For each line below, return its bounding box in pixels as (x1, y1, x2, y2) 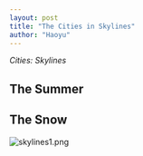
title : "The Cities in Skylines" (9, 22, 136, 31)
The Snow (9, 112, 68, 128)
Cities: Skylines (9, 55, 67, 66)
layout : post (9, 13, 59, 23)
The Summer (9, 81, 84, 96)
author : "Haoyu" (9, 30, 71, 39)
